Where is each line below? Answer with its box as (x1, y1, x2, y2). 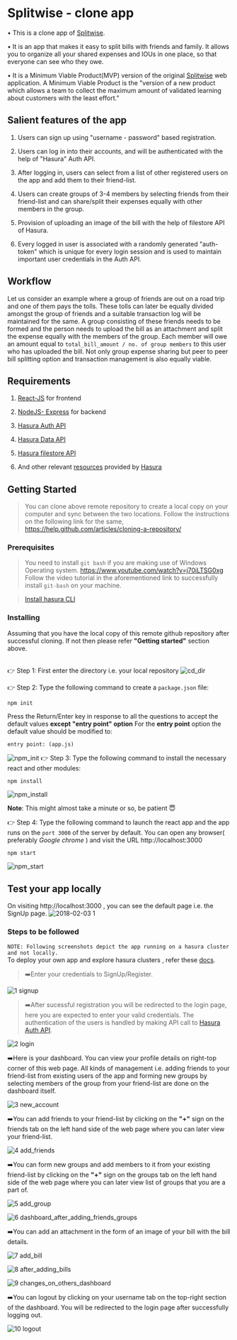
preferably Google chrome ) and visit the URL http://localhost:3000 (7, 836, 203, 844)
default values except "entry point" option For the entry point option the (7, 719, 221, 729)
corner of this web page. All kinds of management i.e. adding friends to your (7, 1064, 230, 1072)
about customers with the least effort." (7, 94, 120, 102)
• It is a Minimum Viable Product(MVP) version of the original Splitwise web (7, 71, 228, 80)
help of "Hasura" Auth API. (17, 154, 96, 163)
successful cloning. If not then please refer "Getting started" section (7, 636, 210, 645)
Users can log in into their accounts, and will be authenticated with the (17, 147, 224, 156)
